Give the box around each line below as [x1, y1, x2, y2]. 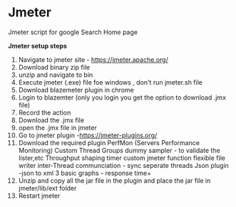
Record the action [18, 108, 71, 117]
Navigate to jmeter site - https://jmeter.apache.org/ [18, 55, 168, 64]
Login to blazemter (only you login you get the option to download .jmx [18, 93, 227, 102]
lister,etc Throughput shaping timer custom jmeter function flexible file [18, 154, 225, 162]
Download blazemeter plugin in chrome [18, 85, 134, 94]
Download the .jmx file [18, 115, 85, 124]
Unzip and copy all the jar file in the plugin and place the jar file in [18, 176, 211, 185]
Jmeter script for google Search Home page [8, 28, 138, 36]
